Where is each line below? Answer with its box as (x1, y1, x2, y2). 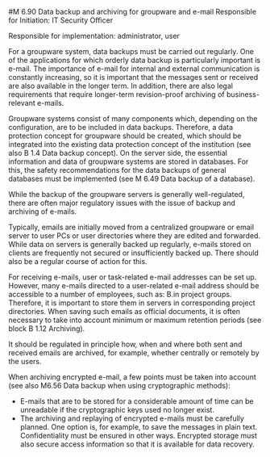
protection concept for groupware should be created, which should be (8, 131, 242, 140)
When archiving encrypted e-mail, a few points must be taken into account (8, 372, 256, 382)
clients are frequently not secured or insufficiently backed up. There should (8, 248, 260, 258)
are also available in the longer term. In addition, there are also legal (8, 81, 234, 90)
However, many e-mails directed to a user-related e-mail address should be (8, 281, 260, 290)
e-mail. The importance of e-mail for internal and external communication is (8, 64, 260, 73)
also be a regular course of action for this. (8, 257, 147, 266)
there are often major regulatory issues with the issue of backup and (8, 198, 235, 208)
